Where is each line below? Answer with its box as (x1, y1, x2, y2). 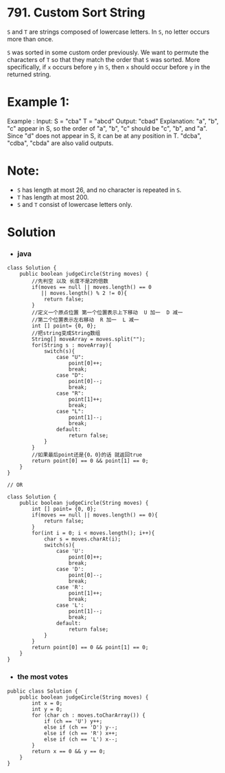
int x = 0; (32, 699, 63, 706)
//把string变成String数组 (32, 330, 101, 337)
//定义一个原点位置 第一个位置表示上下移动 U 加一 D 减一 (32, 309, 183, 316)
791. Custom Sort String (7, 5, 145, 21)
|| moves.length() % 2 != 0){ (40, 290, 128, 297)
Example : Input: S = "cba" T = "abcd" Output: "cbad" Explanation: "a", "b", (7, 117, 219, 125)
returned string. (7, 70, 51, 78)
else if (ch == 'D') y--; (43, 723, 118, 730)
